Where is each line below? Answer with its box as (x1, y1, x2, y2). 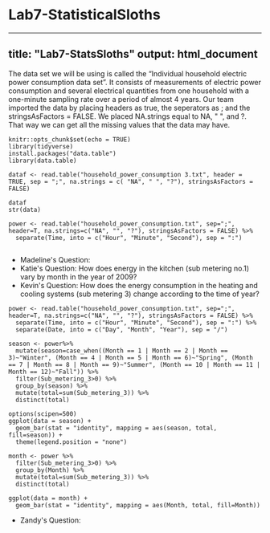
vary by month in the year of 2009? (19, 271, 137, 282)
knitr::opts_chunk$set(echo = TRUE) (8, 135, 131, 144)
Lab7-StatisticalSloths (8, 6, 161, 24)
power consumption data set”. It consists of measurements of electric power (8, 77, 262, 87)
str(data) (8, 205, 42, 214)
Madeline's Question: (19, 254, 91, 264)
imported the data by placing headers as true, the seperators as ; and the (8, 103, 251, 112)
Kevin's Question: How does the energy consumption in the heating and (19, 280, 259, 290)
